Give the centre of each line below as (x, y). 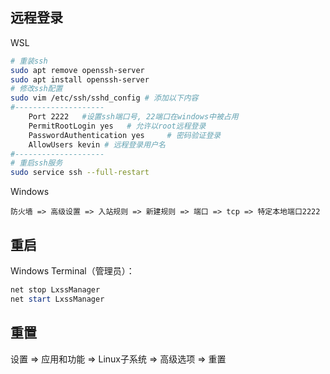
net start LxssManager (57, 299)
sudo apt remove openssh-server (77, 70)
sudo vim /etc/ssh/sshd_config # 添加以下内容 (104, 98)
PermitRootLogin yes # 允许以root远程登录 (117, 126)
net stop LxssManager (55, 290)
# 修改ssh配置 (36, 89)
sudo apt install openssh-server (80, 79)
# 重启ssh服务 (36, 163)
